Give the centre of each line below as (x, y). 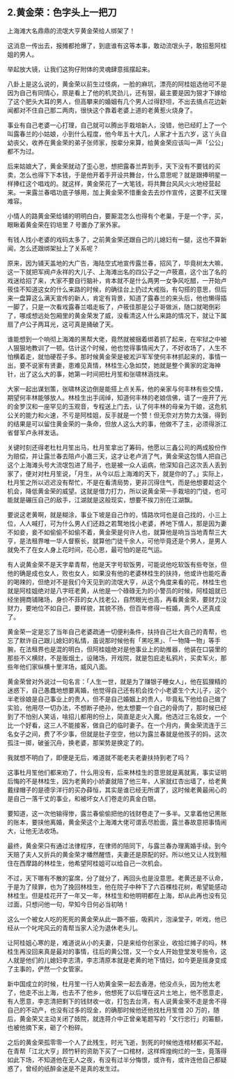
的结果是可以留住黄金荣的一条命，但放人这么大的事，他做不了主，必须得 (111, 423)
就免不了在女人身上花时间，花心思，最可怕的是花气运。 (86, 549)
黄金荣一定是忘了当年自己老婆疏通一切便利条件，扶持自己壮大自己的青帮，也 (117, 632)
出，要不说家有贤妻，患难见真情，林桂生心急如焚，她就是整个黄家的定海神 (114, 365)
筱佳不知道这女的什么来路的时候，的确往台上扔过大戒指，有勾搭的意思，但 (114, 289)
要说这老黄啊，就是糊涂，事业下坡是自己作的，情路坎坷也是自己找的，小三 (114, 514)
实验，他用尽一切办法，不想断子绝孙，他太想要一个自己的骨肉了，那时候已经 (117, 707)
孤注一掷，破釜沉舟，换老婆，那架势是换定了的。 (77, 742)
